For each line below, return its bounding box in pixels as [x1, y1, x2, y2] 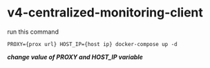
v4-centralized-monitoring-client [7, 5, 204, 21]
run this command [7, 27, 59, 36]
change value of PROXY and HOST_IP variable [7, 53, 144, 61]
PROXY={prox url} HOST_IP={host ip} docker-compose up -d [7, 41, 178, 47]
